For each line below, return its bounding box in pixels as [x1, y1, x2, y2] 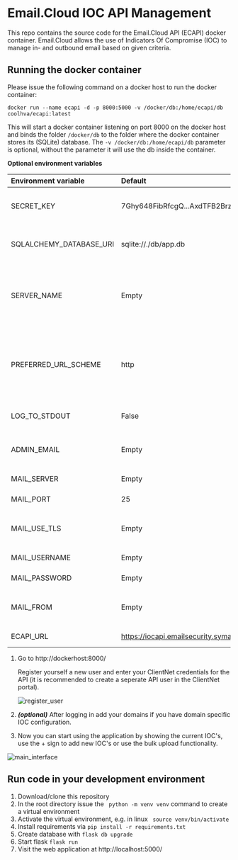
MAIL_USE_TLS [11, 523, 62, 533]
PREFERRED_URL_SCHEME [11, 359, 101, 369]
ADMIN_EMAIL [11, 444, 60, 454]
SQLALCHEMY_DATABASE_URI [11, 239, 115, 249]
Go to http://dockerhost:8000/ [17, 654, 106, 662]
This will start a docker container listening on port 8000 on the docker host [7, 123, 227, 131]
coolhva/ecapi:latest [7, 110, 72, 118]
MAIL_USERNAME [11, 553, 71, 562]
